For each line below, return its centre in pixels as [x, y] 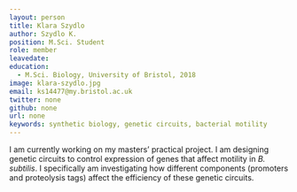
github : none [33, 108]
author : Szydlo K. [43, 34]
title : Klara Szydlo [47, 26]
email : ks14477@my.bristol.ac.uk [71, 91]
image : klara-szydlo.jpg [55, 83]
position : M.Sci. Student [57, 42]
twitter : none [35, 100]
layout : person [37, 17]
